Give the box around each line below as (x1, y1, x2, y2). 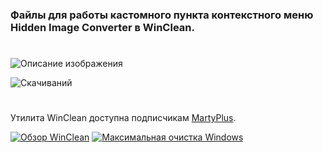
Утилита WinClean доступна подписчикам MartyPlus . (10, 112, 237, 124)
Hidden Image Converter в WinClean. (10, 20, 195, 34)
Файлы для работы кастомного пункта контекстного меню (10, 8, 314, 22)
